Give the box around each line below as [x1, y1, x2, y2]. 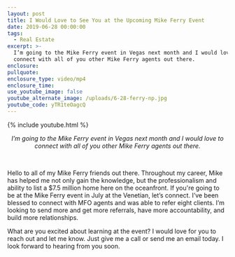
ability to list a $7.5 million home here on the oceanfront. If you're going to [7, 183, 220, 192]
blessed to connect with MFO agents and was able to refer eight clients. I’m [7, 198, 225, 207]
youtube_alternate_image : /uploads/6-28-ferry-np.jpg [7, 95, 168, 102]
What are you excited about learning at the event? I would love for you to [7, 227, 217, 235]
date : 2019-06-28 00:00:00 [7, 23, 86, 30]
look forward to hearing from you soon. [7, 242, 120, 250]
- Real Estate [13, 36, 55, 43]
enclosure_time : [7, 82, 55, 89]
